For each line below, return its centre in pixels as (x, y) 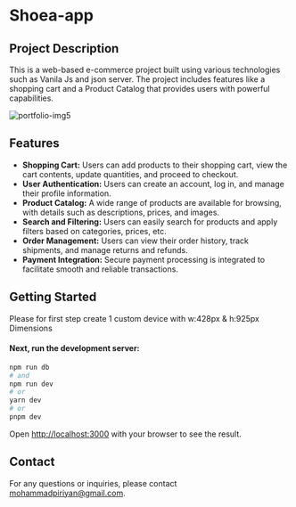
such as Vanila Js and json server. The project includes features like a (137, 79)
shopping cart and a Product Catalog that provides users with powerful (140, 89)
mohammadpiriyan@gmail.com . (68, 493)
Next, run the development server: (74, 348)
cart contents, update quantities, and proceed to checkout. (130, 174)
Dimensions (31, 328)
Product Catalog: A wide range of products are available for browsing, (152, 202)
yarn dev (25, 401)
